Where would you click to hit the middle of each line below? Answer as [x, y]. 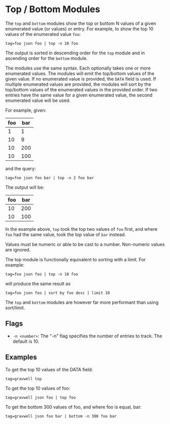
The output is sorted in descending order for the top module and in [75, 53]
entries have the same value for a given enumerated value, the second [79, 95]
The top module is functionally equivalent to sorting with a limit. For [76, 259]
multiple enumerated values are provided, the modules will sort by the [78, 84]
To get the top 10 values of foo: [38, 388]
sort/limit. [15, 307]
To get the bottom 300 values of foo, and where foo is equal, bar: [74, 407]
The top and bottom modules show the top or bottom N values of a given [81, 23]
